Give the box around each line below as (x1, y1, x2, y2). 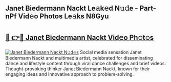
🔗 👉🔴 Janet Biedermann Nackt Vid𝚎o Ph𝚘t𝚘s (5, 33, 154, 42)
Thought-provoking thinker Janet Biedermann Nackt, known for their (5, 66, 150, 72)
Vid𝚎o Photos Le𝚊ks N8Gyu (18, 12, 109, 21)
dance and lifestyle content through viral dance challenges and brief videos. (5, 61, 166, 66)
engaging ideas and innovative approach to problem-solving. (5, 71, 134, 77)
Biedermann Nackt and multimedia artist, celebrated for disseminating (5, 55, 153, 61)
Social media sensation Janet (80, 49, 142, 55)
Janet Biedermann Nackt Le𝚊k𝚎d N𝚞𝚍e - (5, 4, 138, 13)
